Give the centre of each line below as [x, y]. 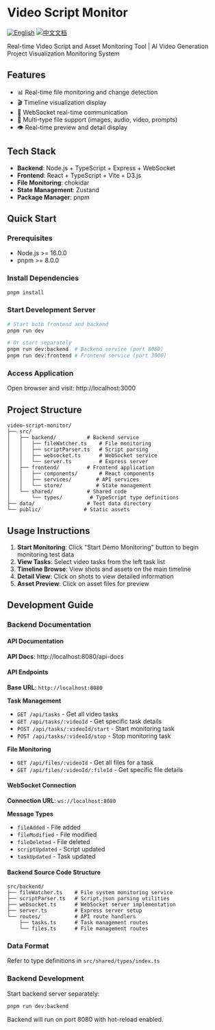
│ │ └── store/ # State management [79, 486]
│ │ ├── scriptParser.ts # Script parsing [78, 450]
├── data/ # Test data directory [79, 504]
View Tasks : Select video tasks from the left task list [91, 562]
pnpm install [26, 292]
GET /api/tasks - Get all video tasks [67, 714]
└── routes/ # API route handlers [72, 917]
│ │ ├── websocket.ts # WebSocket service [82, 456]
